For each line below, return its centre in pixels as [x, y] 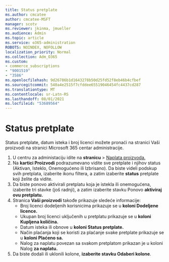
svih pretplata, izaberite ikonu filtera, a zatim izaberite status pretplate [86, 174]
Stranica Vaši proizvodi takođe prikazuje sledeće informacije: [77, 201]
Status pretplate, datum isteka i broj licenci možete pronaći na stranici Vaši [82, 143]
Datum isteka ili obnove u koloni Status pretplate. [72, 227]
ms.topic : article [24, 38]
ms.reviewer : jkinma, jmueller [38, 29]
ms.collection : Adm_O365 [31, 57]
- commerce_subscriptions [32, 66]
